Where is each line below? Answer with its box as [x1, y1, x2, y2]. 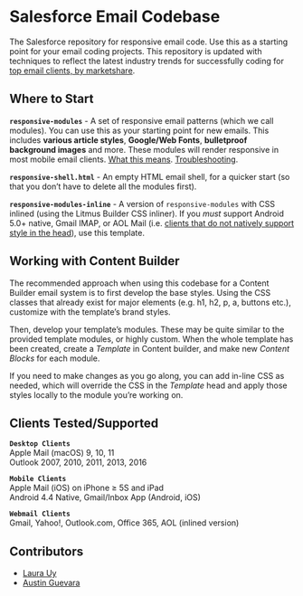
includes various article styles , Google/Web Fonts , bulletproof [9, 134, 248, 146]
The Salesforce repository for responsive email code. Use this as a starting [9, 36, 289, 47]
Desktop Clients [9, 440, 71, 449]
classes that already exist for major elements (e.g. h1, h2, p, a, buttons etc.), [9, 297, 292, 307]
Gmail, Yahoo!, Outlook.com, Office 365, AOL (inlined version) [9, 517, 240, 528]
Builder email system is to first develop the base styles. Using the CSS [9, 287, 271, 298]
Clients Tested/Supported [9, 415, 159, 430]
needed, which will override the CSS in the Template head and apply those [9, 380, 288, 391]
